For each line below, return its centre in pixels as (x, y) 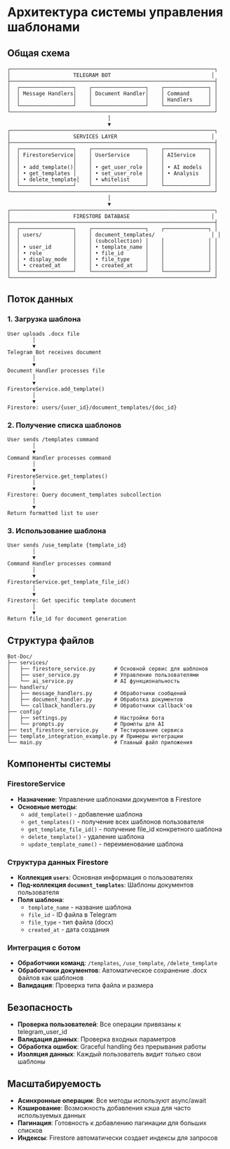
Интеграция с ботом (44, 948)
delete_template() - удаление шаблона (86, 836)
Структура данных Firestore (58, 862)
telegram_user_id (42, 1032)
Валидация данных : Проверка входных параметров (97, 1040)
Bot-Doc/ (20, 657)
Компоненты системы (59, 764)
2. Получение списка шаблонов (64, 425)
